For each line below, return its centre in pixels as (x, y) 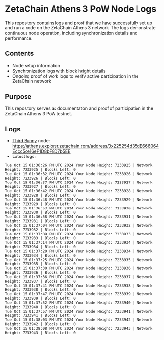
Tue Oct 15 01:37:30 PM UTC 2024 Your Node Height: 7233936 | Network (79, 268)
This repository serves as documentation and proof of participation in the (79, 108)
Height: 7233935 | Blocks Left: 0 (41, 264)
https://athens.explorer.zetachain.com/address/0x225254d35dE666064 (85, 146)
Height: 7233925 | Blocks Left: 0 (41, 170)
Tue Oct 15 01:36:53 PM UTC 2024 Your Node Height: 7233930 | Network (79, 209)
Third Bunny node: (31, 141)
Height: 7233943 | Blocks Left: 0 (41, 333)
